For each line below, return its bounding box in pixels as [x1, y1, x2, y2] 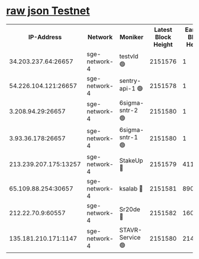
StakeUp [119, 156, 143, 164]
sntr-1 [119, 133, 138, 141]
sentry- [119, 77, 141, 85]
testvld [119, 52, 139, 60]
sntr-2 [119, 106, 138, 114]
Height [153, 40, 173, 48]
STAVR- [119, 226, 142, 234]
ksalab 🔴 [119, 184, 143, 193]
